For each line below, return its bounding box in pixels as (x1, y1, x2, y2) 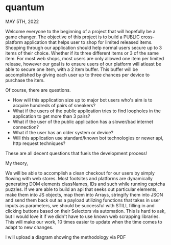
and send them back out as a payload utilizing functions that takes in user (5, 197, 161, 203)
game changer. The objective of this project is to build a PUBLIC (5, 34, 140, 40)
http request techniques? (12, 140, 65, 146)
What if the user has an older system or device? (12, 129, 114, 135)
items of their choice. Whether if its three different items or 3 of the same (5, 50, 159, 56)
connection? (12, 124, 39, 130)
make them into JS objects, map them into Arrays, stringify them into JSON (5, 191, 163, 198)
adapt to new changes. (5, 224, 54, 230)
